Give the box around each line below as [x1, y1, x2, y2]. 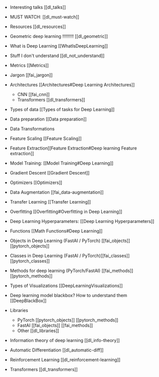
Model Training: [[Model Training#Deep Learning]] [9, 160, 114, 166]
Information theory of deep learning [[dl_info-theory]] [9, 337, 120, 343]
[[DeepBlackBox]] [9, 297, 47, 303]
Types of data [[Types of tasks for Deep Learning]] [9, 106, 115, 112]
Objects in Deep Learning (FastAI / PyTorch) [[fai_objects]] [9, 237, 131, 243]
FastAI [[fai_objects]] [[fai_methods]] [17, 322, 93, 328]
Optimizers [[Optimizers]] [9, 179, 62, 185]
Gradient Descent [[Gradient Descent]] [9, 170, 90, 175]
